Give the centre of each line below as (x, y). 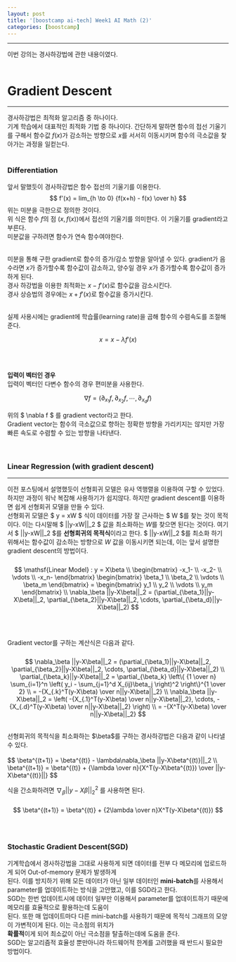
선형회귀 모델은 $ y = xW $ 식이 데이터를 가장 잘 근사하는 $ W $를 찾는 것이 (111, 516)
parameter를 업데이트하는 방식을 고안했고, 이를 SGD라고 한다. (92, 889)
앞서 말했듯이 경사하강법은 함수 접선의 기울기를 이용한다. (84, 187)
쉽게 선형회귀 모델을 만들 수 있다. (59, 507)
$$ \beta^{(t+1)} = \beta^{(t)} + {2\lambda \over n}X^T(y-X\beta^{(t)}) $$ (118, 810)
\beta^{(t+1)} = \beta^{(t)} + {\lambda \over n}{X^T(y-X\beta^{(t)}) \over (111, 768)
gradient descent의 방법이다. (48, 551)
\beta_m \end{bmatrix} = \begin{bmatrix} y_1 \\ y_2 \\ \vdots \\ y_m (118, 585)
